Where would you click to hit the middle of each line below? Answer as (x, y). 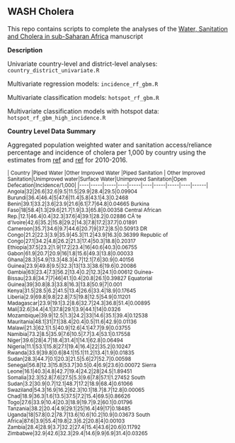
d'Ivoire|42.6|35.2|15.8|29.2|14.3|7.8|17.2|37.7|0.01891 (72, 223)
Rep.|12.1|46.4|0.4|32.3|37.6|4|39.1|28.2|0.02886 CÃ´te (74, 216)
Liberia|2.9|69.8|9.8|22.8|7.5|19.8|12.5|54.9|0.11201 (69, 297)
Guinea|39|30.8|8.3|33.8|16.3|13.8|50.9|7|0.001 (65, 284)
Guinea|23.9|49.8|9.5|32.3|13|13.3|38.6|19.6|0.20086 (72, 266)
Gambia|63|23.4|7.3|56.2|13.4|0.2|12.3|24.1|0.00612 (70, 272)
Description (25, 50)
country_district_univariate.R (53, 70)
